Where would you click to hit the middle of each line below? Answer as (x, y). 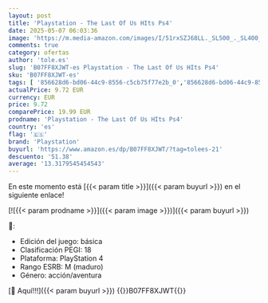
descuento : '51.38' (41, 156)
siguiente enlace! (36, 195)
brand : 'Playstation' (44, 142)
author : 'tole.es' (39, 61)
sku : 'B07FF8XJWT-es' (44, 75)
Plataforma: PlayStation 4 (61, 258)
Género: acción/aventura (61, 275)
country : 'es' (32, 127)
